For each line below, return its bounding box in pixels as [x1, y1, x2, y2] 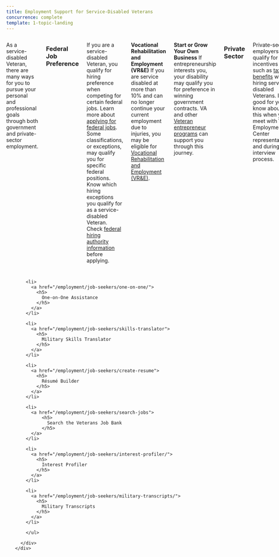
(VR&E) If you [131, 67, 165, 74]
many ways [6, 73, 35, 81]
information [86, 244, 115, 251]
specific [86, 162, 106, 169]
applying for [86, 118, 116, 125]
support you [173, 137, 204, 144]
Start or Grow [173, 41, 208, 48]
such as [252, 67, 272, 74]
